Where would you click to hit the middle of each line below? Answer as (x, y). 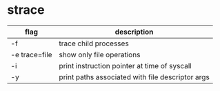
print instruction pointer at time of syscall (125, 65)
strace (26, 10)
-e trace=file (32, 54)
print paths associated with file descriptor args (134, 77)
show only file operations (100, 54)
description (134, 32)
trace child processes (94, 43)
